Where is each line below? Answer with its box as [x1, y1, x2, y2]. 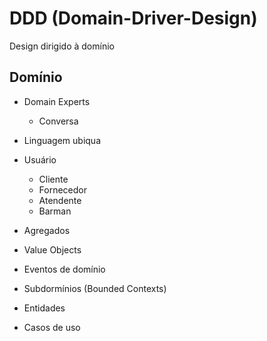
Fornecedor [38, 183, 88, 196]
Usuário [23, 153, 57, 166]
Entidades [23, 302, 66, 314]
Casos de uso [23, 321, 81, 333]
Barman [38, 205, 72, 217]
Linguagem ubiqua [23, 134, 102, 146]
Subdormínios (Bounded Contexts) [23, 282, 167, 294]
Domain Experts [23, 95, 91, 107]
